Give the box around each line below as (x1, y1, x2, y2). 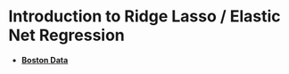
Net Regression (8, 25, 126, 45)
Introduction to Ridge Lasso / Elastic (8, 6, 282, 27)
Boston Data (21, 54, 69, 65)
